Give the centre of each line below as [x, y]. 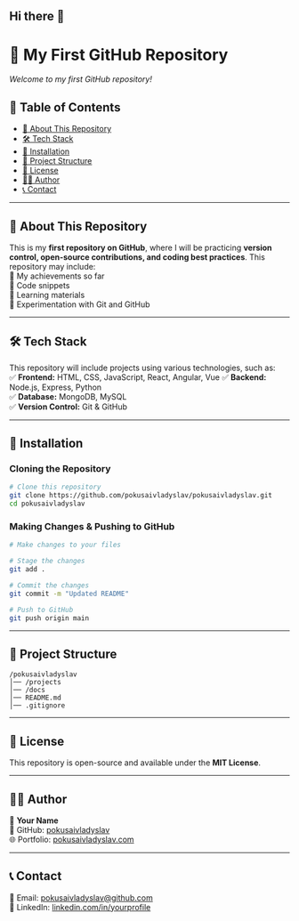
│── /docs [28, 691]
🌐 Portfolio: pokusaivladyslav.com [72, 839]
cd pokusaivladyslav [48, 504]
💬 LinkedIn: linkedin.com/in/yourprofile [80, 907]
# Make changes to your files [65, 545]
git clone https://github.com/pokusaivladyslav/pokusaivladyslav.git [141, 496]
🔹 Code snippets [40, 285]
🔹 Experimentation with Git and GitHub [80, 304]
